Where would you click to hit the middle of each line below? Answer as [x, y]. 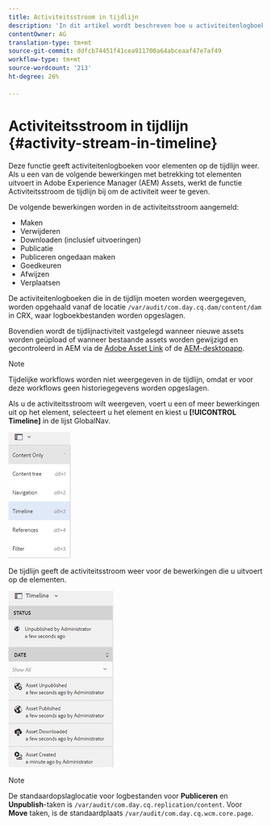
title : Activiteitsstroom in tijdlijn [73, 17]
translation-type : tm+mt [50, 43]
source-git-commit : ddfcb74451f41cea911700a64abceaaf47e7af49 [115, 51]
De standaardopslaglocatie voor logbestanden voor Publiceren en [118, 795]
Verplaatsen [40, 282]
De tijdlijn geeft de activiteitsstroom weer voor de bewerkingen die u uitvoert [135, 571]
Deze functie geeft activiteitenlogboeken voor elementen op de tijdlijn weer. [134, 165]
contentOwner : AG [38, 34]
